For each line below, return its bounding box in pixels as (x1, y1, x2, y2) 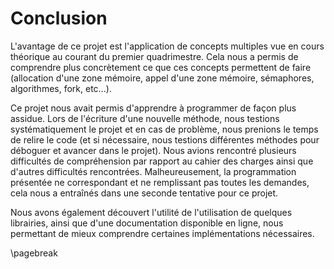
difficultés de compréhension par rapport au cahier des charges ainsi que (10, 155, 314, 167)
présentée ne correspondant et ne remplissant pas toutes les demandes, (10, 176, 310, 188)
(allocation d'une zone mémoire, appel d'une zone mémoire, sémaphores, (10, 72, 315, 84)
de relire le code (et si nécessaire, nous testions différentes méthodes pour (10, 133, 320, 146)
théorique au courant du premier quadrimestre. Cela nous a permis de (10, 50, 299, 62)
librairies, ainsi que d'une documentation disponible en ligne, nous (10, 217, 284, 229)
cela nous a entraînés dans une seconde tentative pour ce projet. (10, 187, 279, 199)
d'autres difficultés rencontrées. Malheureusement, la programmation (10, 165, 297, 177)
